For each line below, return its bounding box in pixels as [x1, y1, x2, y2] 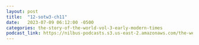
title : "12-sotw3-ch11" [6, 14, 68, 20]
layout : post [6, 8, 38, 15]
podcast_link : [6, 30, 41, 36]
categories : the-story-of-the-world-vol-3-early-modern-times [6, 25, 163, 31]
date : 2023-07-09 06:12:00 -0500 [6, 19, 94, 25]
